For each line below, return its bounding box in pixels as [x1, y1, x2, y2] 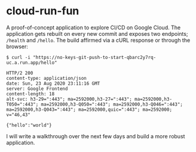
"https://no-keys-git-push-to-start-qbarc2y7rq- [32, 54, 157, 60]
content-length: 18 [6, 91, 55, 97]
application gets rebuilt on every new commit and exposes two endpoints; [6, 30, 188, 37]
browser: [6, 43, 29, 50]
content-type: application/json [6, 75, 87, 81]
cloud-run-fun [6, 4, 79, 18]
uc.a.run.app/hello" [6, 60, 58, 66]
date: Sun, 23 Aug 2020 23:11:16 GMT [6, 80, 100, 86]
